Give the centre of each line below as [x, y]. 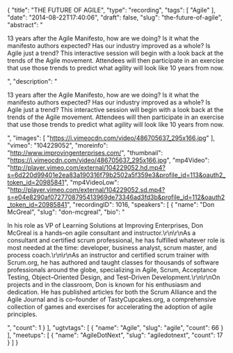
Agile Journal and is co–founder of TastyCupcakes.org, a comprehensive [112, 299]
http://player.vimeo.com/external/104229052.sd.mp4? [88, 190]
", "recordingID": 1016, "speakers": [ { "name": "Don [141, 204]
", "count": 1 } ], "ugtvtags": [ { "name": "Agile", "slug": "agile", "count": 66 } [115, 328]
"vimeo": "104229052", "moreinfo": [58, 145]
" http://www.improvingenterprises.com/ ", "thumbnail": [85, 153]
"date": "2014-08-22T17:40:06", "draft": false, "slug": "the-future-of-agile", [115, 17]
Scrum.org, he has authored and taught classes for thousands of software [113, 262]
